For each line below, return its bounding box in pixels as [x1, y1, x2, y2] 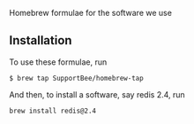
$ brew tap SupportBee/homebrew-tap [9, 74, 144, 82]
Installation [9, 33, 72, 48]
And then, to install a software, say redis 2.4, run [9, 89, 185, 100]
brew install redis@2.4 [9, 106, 97, 115]
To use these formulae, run [9, 57, 108, 67]
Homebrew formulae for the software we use [9, 8, 172, 18]
